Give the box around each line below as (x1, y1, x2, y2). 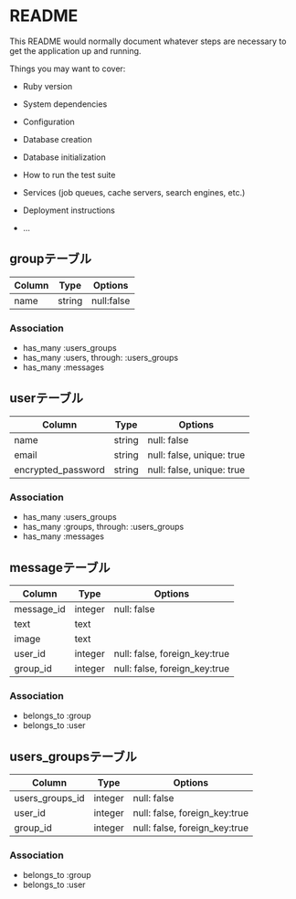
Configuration (22, 116, 75, 127)
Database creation (22, 133, 93, 144)
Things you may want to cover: (9, 63, 126, 74)
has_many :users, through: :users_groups (22, 353, 179, 364)
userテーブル (9, 390, 84, 407)
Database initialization (22, 152, 107, 163)
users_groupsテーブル (9, 748, 137, 764)
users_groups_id (14, 792, 85, 805)
